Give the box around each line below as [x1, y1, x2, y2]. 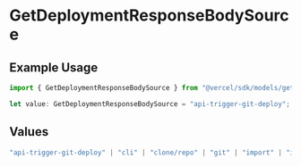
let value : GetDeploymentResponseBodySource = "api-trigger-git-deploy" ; [9, 99, 291, 108]
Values [9, 124, 49, 139]
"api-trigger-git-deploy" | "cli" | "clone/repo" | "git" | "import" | [9, 148, 282, 157]
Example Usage [9, 60, 99, 75]
